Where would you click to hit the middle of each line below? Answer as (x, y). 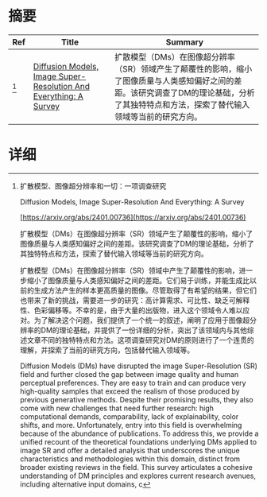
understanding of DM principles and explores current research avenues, (138, 476)
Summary (185, 42)
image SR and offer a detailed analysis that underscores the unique (130, 450)
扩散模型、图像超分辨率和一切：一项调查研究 (93, 186)
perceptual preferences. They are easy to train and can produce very (133, 382)
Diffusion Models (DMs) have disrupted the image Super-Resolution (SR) (139, 366)
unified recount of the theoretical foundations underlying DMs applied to (138, 441)
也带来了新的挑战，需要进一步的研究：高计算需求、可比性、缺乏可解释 (135, 300)
